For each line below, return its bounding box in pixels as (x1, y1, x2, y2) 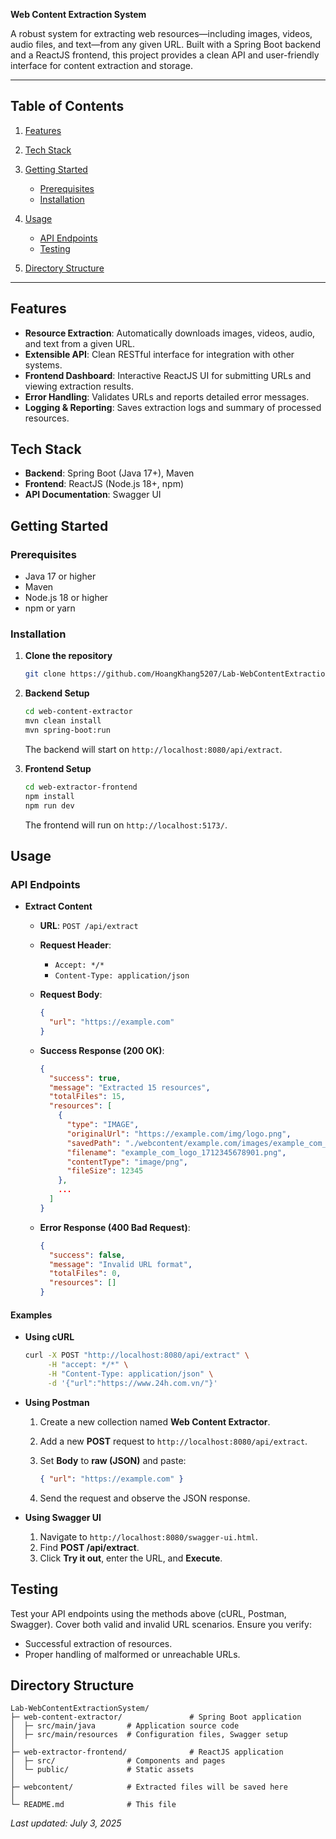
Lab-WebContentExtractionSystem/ (10, 1704, 150, 1714)
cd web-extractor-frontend (24, 782, 138, 792)
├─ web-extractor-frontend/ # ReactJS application (10, 1747, 284, 1758)
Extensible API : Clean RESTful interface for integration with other (24, 348, 295, 360)
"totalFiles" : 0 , (48, 1269, 122, 1279)
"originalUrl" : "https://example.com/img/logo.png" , (66, 1129, 292, 1139)
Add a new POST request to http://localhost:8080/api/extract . (39, 1435, 308, 1447)
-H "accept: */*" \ (47, 1360, 129, 1370)
